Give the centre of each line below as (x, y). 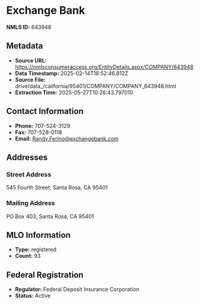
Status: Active (33, 296)
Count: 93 (28, 256)
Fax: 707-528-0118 (38, 132)
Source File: (30, 79)
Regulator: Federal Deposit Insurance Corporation (77, 290)
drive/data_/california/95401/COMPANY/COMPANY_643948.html (95, 86)
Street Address (29, 174)
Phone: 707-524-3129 (42, 126)
